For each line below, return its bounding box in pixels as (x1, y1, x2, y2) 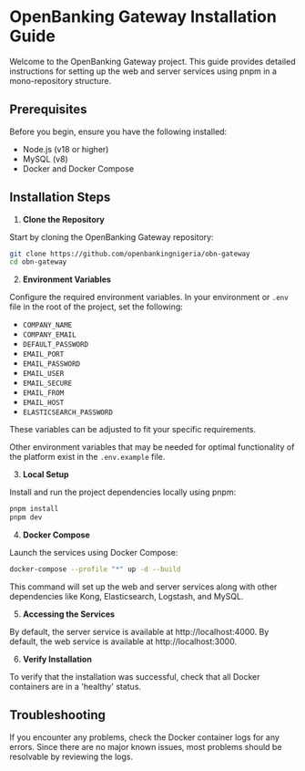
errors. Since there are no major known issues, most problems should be (9, 741, 282, 752)
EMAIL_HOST (22, 399, 65, 408)
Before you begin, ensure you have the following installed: (9, 126, 228, 137)
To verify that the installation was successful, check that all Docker (9, 671, 261, 682)
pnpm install (9, 505, 59, 514)
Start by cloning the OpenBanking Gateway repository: (9, 231, 214, 243)
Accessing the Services (22, 609, 116, 620)
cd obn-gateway (9, 257, 67, 266)
